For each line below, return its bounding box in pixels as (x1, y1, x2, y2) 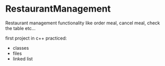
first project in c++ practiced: (5, 35, 67, 41)
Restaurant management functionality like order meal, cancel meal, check (5, 20, 160, 26)
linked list (12, 55, 33, 61)
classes (12, 45, 29, 51)
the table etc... (5, 25, 36, 31)
